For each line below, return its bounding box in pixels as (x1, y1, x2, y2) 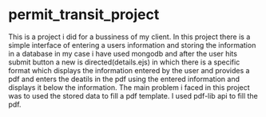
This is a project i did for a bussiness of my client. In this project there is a (8, 32, 251, 41)
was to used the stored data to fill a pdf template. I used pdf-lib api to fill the (8, 91, 258, 100)
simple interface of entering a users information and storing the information (8, 40, 256, 49)
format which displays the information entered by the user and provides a (8, 65, 250, 75)
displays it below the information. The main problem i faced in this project (8, 82, 250, 92)
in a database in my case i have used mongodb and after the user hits (8, 49, 238, 58)
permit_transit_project (8, 6, 160, 24)
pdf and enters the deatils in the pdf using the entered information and (8, 74, 240, 84)
